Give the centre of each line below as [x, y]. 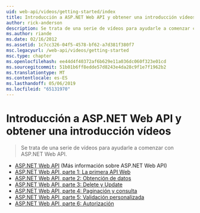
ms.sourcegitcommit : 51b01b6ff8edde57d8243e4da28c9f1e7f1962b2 [86, 67]
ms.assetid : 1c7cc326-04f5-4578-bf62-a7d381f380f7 [70, 45]
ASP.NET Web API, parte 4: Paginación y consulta [76, 190]
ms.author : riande [29, 34]
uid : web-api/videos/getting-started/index [61, 12]
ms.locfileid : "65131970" [38, 89]
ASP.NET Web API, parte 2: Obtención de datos [73, 178]
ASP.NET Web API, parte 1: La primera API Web [73, 172]
